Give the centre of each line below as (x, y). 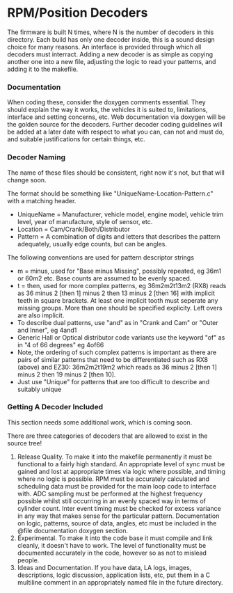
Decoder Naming (37, 157)
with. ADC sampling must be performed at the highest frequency (110, 493)
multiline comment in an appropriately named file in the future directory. (120, 582)
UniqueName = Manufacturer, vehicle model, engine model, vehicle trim (120, 214)
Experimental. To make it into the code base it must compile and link (115, 538)
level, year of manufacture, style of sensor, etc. (85, 221)
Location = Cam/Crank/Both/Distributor (74, 229)
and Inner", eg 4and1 (47, 330)
